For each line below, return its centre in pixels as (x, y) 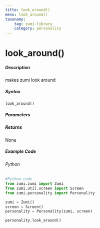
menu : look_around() (27, 15)
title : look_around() (28, 10)
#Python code (19, 179)
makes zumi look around (30, 80)
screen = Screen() (24, 207)
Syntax (13, 91)
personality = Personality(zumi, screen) (49, 211)
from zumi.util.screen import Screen (44, 188)
